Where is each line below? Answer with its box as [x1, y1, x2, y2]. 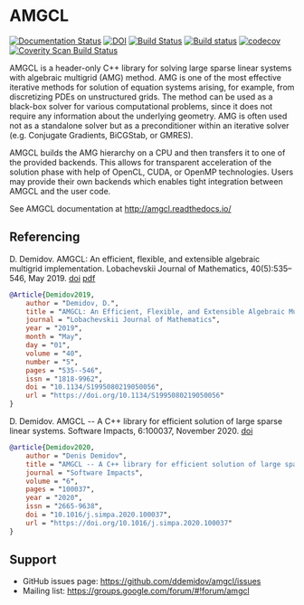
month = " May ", [25, 332, 83, 342]
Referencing [9, 230, 81, 245]
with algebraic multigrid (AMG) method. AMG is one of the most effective [9, 71, 282, 82]
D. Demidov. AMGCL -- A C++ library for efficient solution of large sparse [9, 416, 283, 426]
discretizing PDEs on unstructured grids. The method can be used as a [9, 91, 273, 102]
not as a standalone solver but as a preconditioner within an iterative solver [9, 119, 290, 131]
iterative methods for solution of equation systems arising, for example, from [9, 81, 295, 92]
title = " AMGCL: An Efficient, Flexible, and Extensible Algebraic [25, 307, 285, 317]
